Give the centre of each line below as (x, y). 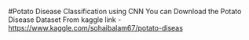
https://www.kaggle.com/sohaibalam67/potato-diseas (95, 28)
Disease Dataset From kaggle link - (65, 20)
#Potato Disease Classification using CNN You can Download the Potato (125, 11)
